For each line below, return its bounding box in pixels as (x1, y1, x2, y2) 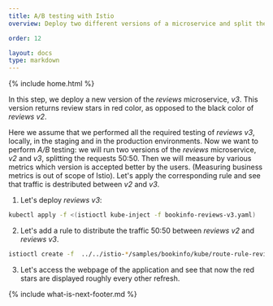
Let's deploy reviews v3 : (19, 195, 102, 205)
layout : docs (8, 49, 53, 57)
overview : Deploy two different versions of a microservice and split (8, 20, 253, 28)
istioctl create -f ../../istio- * (8, 250, 129, 258)
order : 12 (8, 34, 42, 42)
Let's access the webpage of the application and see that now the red (19, 264, 254, 274)
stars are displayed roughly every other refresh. (19, 273, 180, 283)
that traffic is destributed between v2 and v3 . (8, 180, 160, 190)
